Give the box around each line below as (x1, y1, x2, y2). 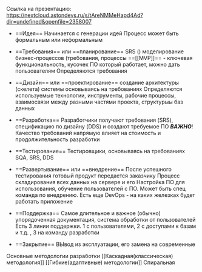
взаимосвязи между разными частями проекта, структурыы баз (15, 98, 183, 105)
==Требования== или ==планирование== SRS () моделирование (15, 48, 184, 55)
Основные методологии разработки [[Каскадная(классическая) (6, 253, 173, 259)
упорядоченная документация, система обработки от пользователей (15, 216, 196, 223)
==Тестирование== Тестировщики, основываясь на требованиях (15, 148, 185, 154)
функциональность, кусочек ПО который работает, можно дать (15, 61, 180, 68)
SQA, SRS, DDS (15, 154, 54, 161)
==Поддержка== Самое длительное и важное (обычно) (15, 210, 161, 217)
